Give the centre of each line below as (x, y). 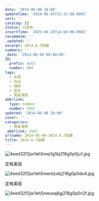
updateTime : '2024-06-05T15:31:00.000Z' (46, 14)
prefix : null (22, 63)
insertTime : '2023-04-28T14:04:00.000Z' (46, 32)
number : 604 (21, 68)
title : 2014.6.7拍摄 (25, 140)
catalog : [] (17, 23)
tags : (10, 73)
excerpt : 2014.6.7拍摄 (27, 46)
